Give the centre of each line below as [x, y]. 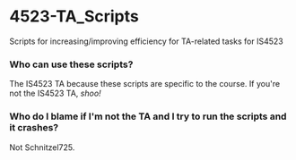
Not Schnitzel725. [42, 147]
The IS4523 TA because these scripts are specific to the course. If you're [145, 84]
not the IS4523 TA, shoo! [55, 93]
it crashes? [34, 128]
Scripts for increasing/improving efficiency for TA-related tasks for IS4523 [147, 41]
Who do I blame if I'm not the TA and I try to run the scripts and [148, 116]
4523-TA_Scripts [74, 17]
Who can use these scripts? [71, 64]
